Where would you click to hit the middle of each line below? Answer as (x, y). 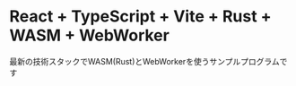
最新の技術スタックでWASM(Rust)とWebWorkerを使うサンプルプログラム (144, 61)
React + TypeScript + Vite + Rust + (140, 17)
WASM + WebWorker (90, 35)
